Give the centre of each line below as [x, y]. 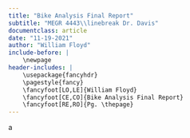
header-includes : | [41, 68]
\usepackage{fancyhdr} [60, 75]
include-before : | [39, 53]
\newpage [37, 61]
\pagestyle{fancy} [53, 82]
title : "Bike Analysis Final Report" [71, 16]
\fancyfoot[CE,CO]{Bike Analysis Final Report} [103, 97]
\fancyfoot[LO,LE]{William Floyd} [80, 90]
